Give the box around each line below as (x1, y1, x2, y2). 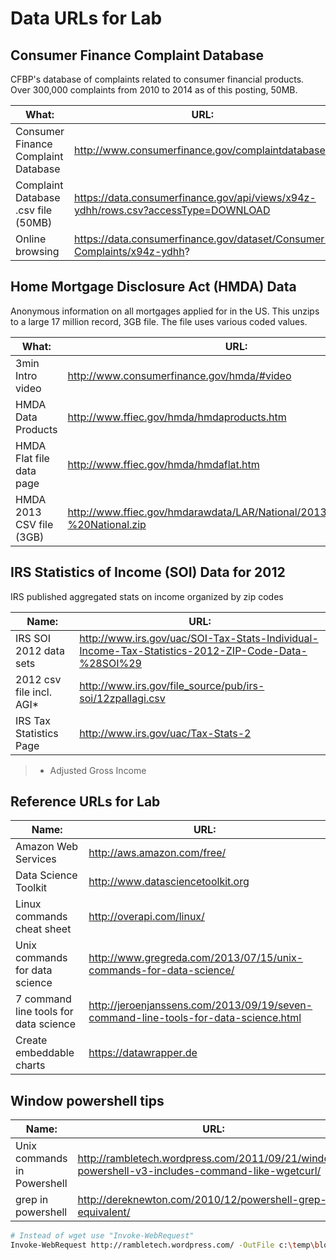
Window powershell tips (10, 1092, 165, 1109)
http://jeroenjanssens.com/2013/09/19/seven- (88, 998, 313, 1012)
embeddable (15, 1046, 75, 1060)
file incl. (15, 685, 52, 699)
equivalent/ (77, 1205, 131, 1219)
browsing (15, 245, 60, 258)
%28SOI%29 (79, 656, 142, 670)
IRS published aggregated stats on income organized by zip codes (10, 590, 284, 602)
